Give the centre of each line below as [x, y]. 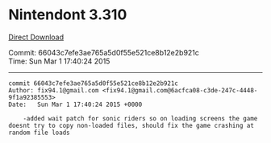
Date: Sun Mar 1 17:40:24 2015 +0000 [75, 104]
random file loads [39, 133]
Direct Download [36, 37]
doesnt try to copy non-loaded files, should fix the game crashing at [131, 125]
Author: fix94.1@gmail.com [54, 90]
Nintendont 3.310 [68, 15]
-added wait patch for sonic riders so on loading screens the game [140, 118]
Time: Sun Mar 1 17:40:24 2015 [59, 61]
